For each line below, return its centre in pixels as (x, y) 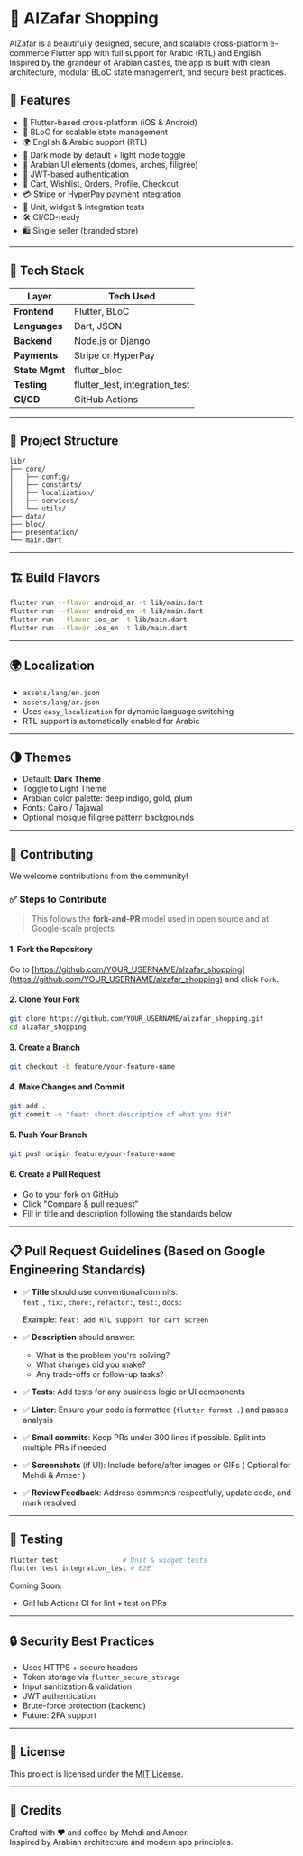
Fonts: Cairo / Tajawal (63, 808)
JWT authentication (59, 1696)
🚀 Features (40, 101)
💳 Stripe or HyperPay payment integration (102, 194)
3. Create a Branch (45, 1047)
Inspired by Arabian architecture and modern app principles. (121, 1842)
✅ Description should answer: (79, 1337)
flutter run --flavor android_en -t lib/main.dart (106, 611)
